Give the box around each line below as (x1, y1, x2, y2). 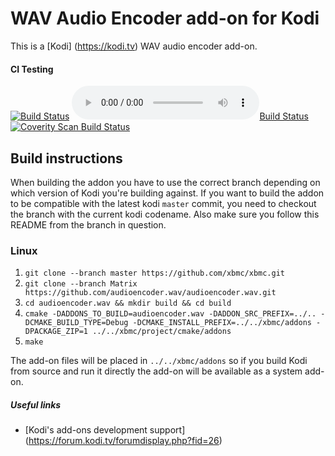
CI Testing (10, 63, 54, 75)
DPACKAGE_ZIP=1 (24, 327, 89, 337)
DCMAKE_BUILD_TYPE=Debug (24, 318, 129, 328)
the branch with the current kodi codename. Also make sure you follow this (10, 208, 320, 220)
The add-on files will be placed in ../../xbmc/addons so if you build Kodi (10, 355, 308, 367)
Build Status (259, 110, 309, 122)
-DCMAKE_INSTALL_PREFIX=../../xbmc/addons (132, 318, 312, 328)
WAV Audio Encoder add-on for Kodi (10, 7, 320, 30)
